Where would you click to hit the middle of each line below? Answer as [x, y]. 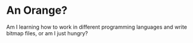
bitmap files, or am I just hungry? [47, 33]
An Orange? [37, 10]
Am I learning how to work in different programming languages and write [97, 27]
